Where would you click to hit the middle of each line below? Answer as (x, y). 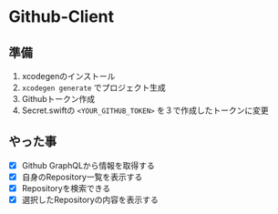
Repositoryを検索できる (66, 188)
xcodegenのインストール (68, 76)
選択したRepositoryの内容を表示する (90, 199)
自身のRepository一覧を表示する (82, 177)
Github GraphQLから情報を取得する (88, 165)
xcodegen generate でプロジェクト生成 (93, 87)
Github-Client (62, 17)
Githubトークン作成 (58, 99)
